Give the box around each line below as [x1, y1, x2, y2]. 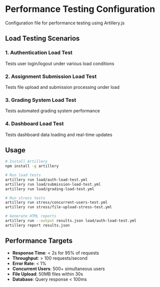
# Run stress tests [5, 195, 46, 201]
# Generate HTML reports [5, 214, 57, 219]
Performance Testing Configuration [5, 3, 156, 15]
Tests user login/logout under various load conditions [5, 61, 114, 67]
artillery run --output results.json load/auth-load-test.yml [5, 218, 137, 223]
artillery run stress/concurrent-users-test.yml [5, 200, 108, 205]
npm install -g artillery [5, 164, 59, 169]
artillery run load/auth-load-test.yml [5, 177, 88, 182]
